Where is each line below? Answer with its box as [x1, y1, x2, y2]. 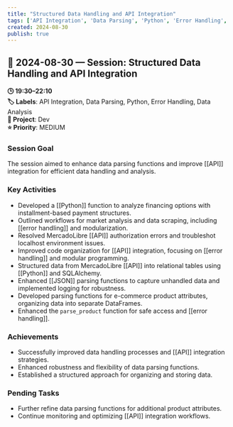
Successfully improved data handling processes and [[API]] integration [17, 348, 225, 356]
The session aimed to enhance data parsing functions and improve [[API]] [7, 160, 224, 168]
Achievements [7, 331, 59, 341]
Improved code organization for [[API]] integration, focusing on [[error [17, 246, 223, 255]
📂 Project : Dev [7, 115, 50, 124]
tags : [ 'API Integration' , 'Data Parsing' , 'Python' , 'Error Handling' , [7, 17, 227, 24]
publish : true [7, 30, 50, 38]
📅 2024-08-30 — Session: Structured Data [7, 56, 201, 68]
